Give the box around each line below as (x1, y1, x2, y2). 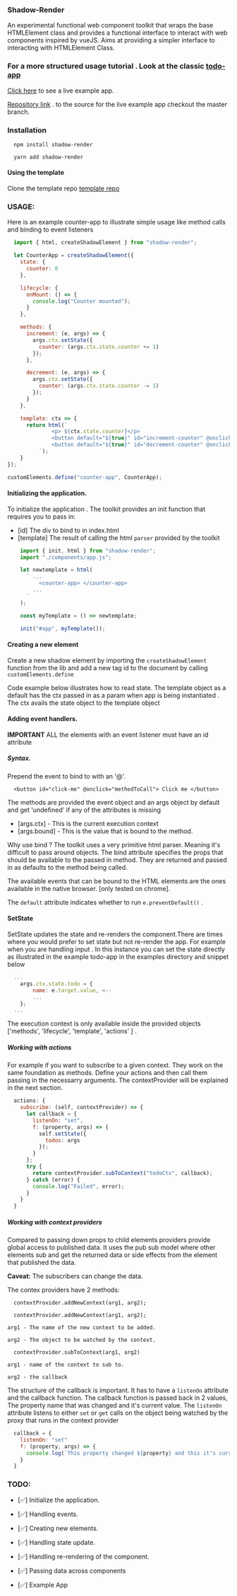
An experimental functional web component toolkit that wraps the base (7, 21, 214, 30)
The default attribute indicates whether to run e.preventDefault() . (7, 897, 203, 907)
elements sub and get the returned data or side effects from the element (7, 1251, 217, 1259)
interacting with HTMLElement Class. (7, 44, 115, 52)
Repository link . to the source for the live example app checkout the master (7, 100, 228, 108)
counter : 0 (25, 265, 59, 272)
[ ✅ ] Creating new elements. (17, 1524, 99, 1532)
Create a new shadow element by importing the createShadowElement (7, 656, 207, 665)
